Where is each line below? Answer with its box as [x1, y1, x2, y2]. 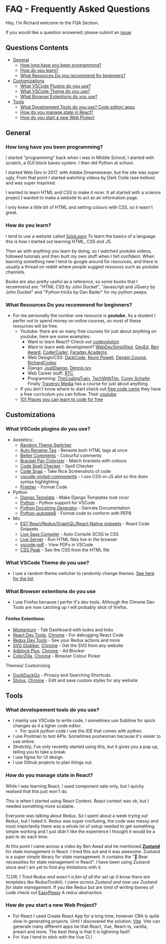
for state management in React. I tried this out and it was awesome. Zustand [5, 848, 161, 854]
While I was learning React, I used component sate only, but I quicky [5, 783, 144, 789]
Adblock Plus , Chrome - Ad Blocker [12, 647, 85, 653]
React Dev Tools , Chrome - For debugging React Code [12, 632, 124, 638]
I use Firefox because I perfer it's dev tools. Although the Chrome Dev [12, 599, 155, 605]
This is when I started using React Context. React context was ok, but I [5, 798, 149, 804]
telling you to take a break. [12, 749, 67, 755]
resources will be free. [12, 323, 59, 329]
